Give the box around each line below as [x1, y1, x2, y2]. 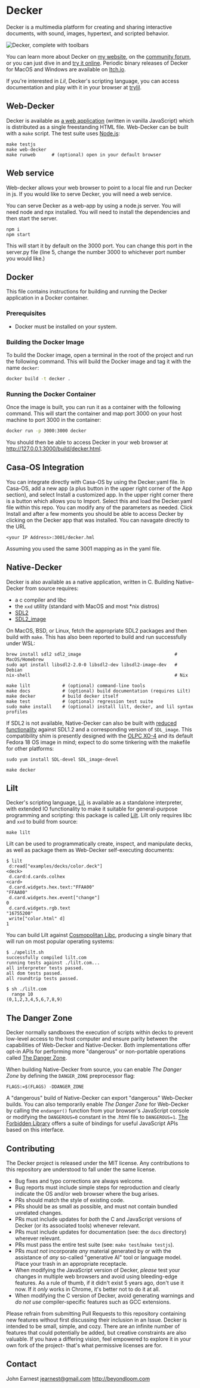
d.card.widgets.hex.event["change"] [8, 895, 100, 901]
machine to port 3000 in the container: [6, 416, 101, 424]
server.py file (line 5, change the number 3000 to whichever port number [6, 248, 186, 255]
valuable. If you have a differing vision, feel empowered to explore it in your [6, 1335, 192, 1342]
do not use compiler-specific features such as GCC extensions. [14, 1298, 171, 1306]
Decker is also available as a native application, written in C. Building [6, 578, 175, 585]
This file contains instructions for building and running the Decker [6, 288, 168, 295]
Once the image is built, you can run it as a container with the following [6, 404, 181, 411]
